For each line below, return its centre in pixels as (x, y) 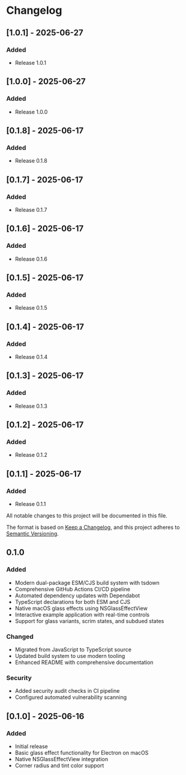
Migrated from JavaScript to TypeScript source (73, 650)
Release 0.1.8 (31, 161)
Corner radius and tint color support (59, 765)
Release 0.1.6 (31, 259)
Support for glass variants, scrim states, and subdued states (89, 621)
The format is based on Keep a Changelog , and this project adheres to (93, 527)
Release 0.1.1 (30, 504)
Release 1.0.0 (31, 112)
